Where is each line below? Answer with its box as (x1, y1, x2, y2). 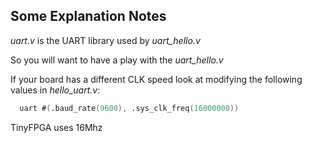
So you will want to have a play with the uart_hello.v (10, 54, 224, 66)
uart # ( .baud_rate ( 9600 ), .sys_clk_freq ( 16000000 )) (19, 103, 240, 113)
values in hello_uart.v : (10, 84, 101, 96)
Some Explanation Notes (10, 8, 167, 25)
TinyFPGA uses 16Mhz (10, 121, 103, 133)
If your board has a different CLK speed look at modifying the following (10, 73, 303, 85)
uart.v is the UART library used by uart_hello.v (10, 34, 201, 46)
